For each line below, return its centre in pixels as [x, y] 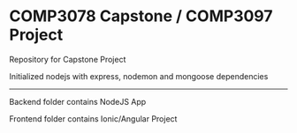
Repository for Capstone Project [68, 59]
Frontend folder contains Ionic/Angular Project [93, 118]
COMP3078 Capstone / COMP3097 [141, 16]
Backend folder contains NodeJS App [78, 101]
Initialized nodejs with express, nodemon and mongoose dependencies [139, 76]
